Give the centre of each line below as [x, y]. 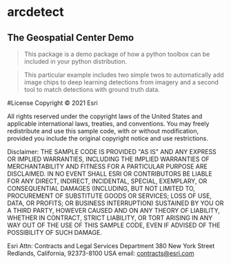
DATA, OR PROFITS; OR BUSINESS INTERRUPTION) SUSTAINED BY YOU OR [115, 203]
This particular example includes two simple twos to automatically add [124, 75]
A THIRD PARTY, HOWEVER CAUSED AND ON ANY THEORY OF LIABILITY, [114, 210]
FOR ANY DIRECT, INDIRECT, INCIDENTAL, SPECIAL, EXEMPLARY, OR [107, 181]
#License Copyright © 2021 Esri [52, 103]
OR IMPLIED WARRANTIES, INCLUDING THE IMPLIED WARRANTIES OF [109, 159]
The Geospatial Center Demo [71, 38]
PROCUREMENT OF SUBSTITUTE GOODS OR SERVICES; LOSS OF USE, [110, 196]
